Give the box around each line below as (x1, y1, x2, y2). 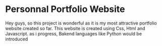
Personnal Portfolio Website (5, 3, 125, 15)
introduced (5, 36, 28, 42)
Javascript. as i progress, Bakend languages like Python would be (5, 30, 142, 36)
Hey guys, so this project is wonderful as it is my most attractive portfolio (5, 20, 157, 26)
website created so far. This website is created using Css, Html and (5, 25, 145, 31)
